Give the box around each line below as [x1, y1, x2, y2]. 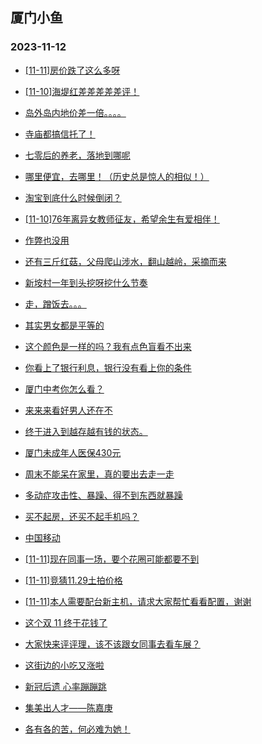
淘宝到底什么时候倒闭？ [24, 191, 122, 203]
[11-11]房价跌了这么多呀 [24, 64, 121, 76]
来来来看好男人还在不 [24, 404, 113, 416]
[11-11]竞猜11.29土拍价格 [24, 574, 123, 586]
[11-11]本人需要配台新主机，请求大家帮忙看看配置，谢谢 [24, 595, 252, 607]
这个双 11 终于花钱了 [24, 616, 108, 628]
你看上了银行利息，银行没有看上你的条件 [24, 361, 192, 373]
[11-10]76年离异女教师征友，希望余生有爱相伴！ [24, 213, 220, 225]
